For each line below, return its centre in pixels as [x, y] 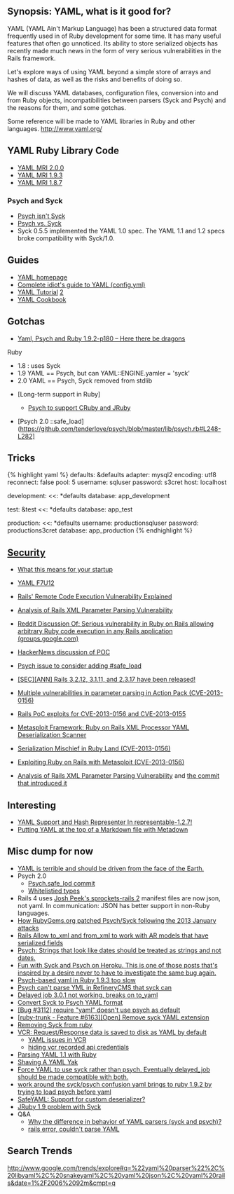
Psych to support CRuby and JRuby [79, 407]
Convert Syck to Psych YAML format [70, 1002]
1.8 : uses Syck [39, 365]
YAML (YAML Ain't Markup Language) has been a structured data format [112, 28]
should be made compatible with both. [73, 1077]
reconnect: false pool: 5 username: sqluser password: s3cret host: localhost [117, 482]
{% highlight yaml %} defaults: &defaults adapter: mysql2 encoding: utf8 [112, 475]
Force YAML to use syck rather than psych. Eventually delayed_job [113, 1069]
